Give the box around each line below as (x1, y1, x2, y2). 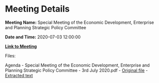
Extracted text (5, 72, 33, 78)
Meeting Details (5, 3, 70, 15)
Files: (5, 52, 16, 59)
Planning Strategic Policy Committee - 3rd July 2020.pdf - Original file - (5, 67, 148, 73)
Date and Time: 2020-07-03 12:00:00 (5, 34, 81, 40)
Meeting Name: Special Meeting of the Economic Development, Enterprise (5, 19, 154, 25)
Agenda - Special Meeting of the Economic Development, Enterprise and (5, 62, 150, 68)
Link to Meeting (5, 43, 37, 49)
